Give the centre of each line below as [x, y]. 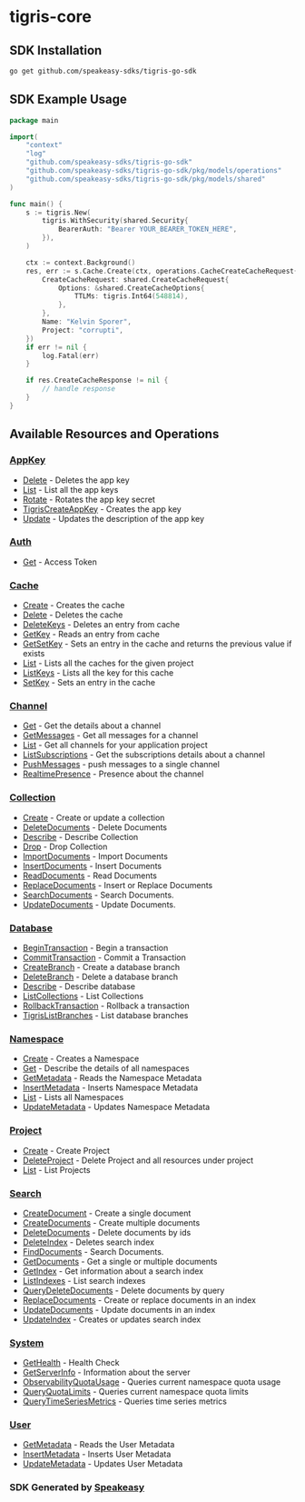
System [27, 1343]
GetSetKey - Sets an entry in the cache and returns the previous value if [157, 644]
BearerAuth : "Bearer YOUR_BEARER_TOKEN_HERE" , [148, 229]
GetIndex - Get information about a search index [113, 1271]
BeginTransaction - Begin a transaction [95, 947]
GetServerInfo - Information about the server [106, 1372]
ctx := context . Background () [81, 262]
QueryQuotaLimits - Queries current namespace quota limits [136, 1392]
